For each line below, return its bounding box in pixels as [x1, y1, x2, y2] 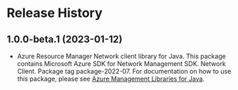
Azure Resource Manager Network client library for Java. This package [16, 52, 226, 60]
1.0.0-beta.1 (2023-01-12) [6, 33, 123, 45]
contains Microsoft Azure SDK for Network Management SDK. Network [16, 60, 226, 68]
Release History [6, 5, 103, 21]
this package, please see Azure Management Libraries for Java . [16, 74, 205, 83]
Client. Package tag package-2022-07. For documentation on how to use [16, 67, 232, 75]
